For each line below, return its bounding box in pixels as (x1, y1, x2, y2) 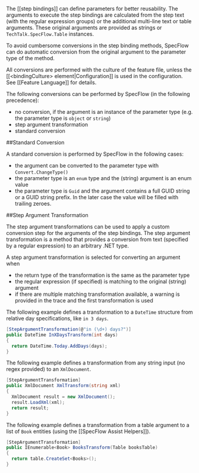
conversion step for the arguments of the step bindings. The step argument (6, 230, 191, 236)
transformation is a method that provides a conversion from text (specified (6, 236, 188, 243)
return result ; (11, 405, 49, 411)
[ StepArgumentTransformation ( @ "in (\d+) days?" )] (6, 326, 132, 332)
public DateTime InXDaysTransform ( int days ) (6, 332, 118, 338)
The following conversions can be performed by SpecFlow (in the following (6, 91, 190, 97)
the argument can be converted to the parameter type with (14, 162, 159, 169)
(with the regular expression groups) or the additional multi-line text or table (6, 18, 192, 24)
